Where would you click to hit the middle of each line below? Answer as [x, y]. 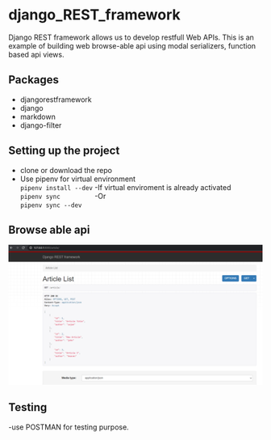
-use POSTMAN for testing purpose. [69, 427]
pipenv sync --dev [51, 205]
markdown [38, 116]
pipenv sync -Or [63, 196]
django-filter [41, 125]
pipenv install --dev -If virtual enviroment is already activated [125, 187]
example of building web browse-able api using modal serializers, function [132, 45]
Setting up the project [64, 151]
